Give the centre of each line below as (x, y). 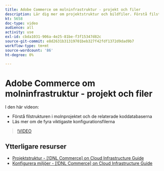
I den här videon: (22, 107)
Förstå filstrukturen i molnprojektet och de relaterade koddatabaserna (82, 116)
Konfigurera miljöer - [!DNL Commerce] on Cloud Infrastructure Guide (82, 163)
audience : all (20, 28)
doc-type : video (21, 23)
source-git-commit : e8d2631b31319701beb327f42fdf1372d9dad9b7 (70, 41)
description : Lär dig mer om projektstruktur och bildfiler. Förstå (76, 14)
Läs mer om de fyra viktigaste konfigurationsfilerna (63, 122)
